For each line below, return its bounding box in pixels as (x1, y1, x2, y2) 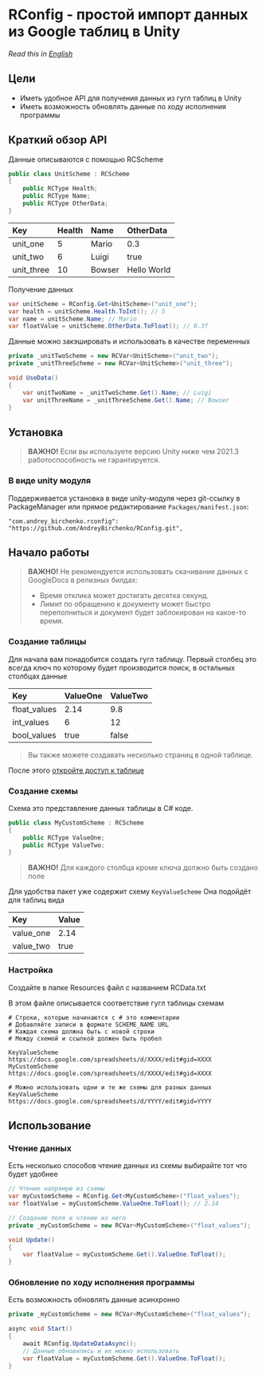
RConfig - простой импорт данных (8, 6, 248, 24)
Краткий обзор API (8, 133, 108, 147)
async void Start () (8, 1325, 73, 1333)
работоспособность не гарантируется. (27, 455, 161, 465)
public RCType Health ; (22, 185, 98, 193)
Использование (8, 1119, 92, 1133)
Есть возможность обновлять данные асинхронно (8, 1295, 181, 1304)
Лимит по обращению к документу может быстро (39, 600, 211, 609)
